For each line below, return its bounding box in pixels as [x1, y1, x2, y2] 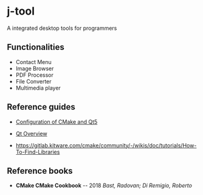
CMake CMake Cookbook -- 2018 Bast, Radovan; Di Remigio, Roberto [15, 182, 192, 190]
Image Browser [15, 65, 54, 72]
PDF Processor [15, 71, 54, 79]
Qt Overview [15, 130, 47, 137]
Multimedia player [15, 84, 61, 91]
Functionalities [7, 42, 64, 52]
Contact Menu [15, 58, 52, 65]
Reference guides [7, 102, 75, 112]
